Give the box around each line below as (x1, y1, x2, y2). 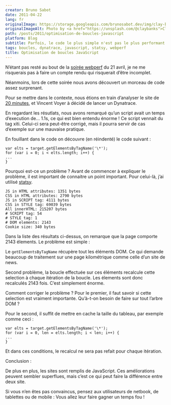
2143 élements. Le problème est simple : (5, 239, 90, 245)
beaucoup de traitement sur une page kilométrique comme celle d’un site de (5, 254, 165, 260)
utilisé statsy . (5, 179, 33, 185)
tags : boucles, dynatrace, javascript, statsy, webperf (5, 45, 126, 50)
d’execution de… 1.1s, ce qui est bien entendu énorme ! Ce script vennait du (5, 115, 163, 121)
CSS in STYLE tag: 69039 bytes (5, 202, 72, 207)
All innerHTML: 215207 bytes (5, 207, 67, 212)
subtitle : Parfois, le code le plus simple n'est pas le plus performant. (5, 41, 167, 46)
